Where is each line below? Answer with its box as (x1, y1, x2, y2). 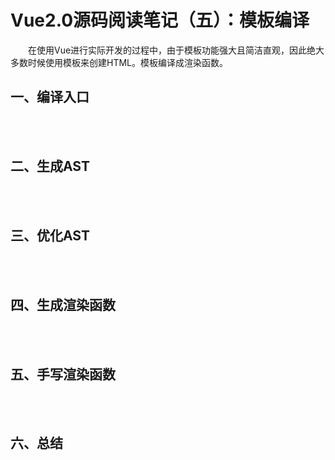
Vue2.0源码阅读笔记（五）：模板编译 (10, 9, 310, 32)
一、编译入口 (10, 89, 90, 106)
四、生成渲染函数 (10, 296, 116, 313)
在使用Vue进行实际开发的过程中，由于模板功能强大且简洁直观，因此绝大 (28, 44, 325, 56)
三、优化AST (10, 227, 90, 244)
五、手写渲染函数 (10, 366, 116, 383)
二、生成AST (10, 158, 90, 175)
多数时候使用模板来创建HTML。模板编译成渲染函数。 (10, 56, 229, 68)
